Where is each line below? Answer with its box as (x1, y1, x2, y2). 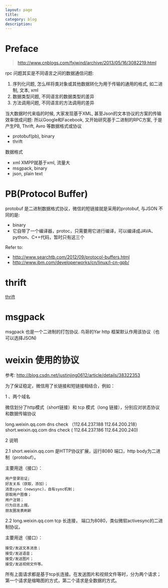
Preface (5, 43, 39, 54)
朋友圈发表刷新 (5, 508, 32, 513)
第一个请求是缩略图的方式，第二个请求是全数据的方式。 (5, 577, 119, 583)
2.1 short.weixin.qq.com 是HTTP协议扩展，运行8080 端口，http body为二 (5, 448, 156, 454)
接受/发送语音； (5, 551, 34, 556)
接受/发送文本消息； (5, 545, 42, 551)
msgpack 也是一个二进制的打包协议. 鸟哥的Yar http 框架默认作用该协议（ (5, 329, 155, 335)
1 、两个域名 (5, 394, 31, 400)
